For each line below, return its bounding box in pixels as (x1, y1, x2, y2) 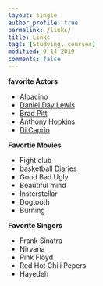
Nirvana (19, 244, 45, 253)
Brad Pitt (19, 108, 48, 118)
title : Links (8, 33, 51, 42)
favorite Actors (8, 76, 59, 86)
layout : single (8, 11, 58, 20)
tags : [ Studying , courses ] (8, 41, 96, 49)
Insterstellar (19, 189, 59, 198)
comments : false (8, 56, 61, 63)
